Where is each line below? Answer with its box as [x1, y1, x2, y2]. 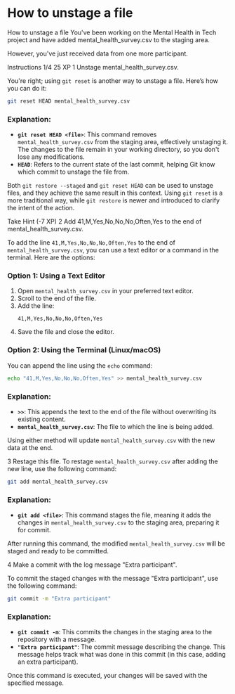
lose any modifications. [17, 153, 86, 161]
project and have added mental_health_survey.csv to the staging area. [7, 35, 210, 44]
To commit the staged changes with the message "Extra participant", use [7, 574, 219, 583]
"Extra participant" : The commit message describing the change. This [17, 643, 226, 651]
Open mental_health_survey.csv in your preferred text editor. [17, 287, 194, 295]
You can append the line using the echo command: [7, 361, 153, 370]
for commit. [17, 526, 51, 534]
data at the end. [7, 443, 53, 451]
